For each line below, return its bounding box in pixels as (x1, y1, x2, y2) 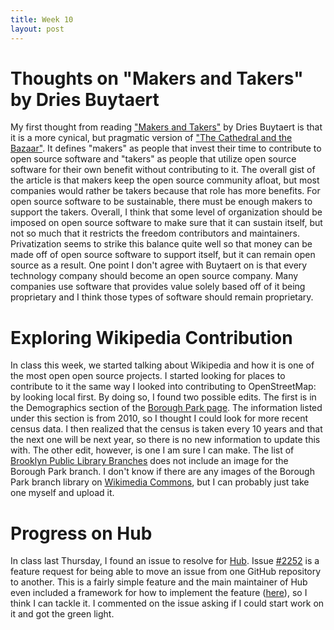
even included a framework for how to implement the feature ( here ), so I (10, 587, 308, 599)
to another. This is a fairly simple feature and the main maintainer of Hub (10, 576, 308, 588)
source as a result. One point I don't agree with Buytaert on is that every (10, 259, 308, 271)
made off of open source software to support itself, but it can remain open (10, 249, 316, 261)
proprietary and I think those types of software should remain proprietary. (10, 291, 314, 303)
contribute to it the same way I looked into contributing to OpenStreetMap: (10, 381, 317, 393)
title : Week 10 (10, 14, 74, 25)
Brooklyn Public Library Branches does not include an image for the (10, 455, 289, 467)
